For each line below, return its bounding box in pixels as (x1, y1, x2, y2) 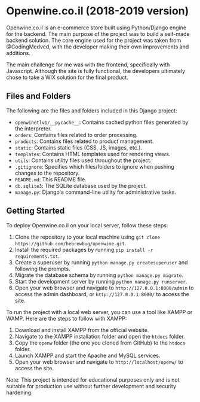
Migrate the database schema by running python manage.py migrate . (14, 271, 184, 279)
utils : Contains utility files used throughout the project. (14, 157, 152, 164)
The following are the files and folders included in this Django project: (6, 106, 177, 114)
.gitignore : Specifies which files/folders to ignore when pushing (14, 163, 174, 170)
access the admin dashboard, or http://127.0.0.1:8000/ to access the (14, 290, 190, 297)
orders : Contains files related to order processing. (14, 131, 138, 138)
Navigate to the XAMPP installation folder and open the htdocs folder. (14, 333, 185, 340)
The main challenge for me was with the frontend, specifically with (6, 61, 170, 68)
